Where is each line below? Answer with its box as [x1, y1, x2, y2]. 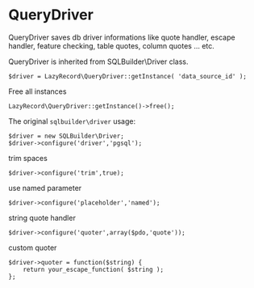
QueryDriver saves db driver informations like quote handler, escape [8, 32, 235, 42]
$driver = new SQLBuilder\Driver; [8, 132, 125, 140]
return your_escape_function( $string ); [23, 265, 164, 273]
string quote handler [8, 213, 77, 222]
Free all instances [8, 87, 67, 96]
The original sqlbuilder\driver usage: [8, 116, 135, 126]
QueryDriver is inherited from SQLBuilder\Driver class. [8, 57, 189, 66]
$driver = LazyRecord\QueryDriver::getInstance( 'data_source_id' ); [8, 72, 248, 80]
